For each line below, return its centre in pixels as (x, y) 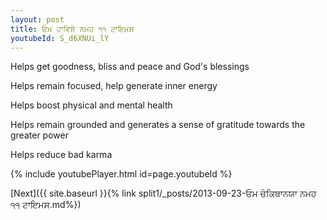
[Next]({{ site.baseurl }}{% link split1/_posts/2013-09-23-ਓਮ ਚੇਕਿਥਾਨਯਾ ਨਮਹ (163, 193)
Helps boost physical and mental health (91, 105)
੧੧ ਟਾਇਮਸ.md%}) (46, 205)
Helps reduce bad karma (61, 155)
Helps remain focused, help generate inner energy (114, 86)
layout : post (37, 19)
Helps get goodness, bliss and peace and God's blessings (130, 67)
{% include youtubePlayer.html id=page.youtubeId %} (121, 174)
